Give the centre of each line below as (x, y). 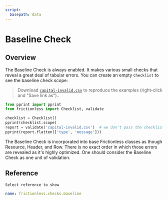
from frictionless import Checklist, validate (54, 109)
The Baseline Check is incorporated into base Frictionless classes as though (84, 141)
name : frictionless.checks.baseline (43, 194)
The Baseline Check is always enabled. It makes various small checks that (81, 69)
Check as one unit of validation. (38, 157)
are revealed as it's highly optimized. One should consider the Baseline (78, 152)
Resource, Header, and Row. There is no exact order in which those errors (81, 147)
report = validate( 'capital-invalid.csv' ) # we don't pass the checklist (85, 127)
